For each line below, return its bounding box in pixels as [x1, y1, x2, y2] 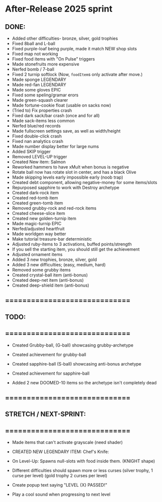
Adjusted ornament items [12, 252, 63, 257]
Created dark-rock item [12, 190, 59, 196]
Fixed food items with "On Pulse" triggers [12, 56, 95, 61]
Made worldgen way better [12, 231, 66, 237]
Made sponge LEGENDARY [12, 76, 66, 82]
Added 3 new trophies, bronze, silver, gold [12, 257, 97, 262]
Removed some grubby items [12, 267, 71, 273]
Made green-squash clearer [12, 97, 68, 103]
